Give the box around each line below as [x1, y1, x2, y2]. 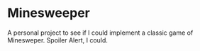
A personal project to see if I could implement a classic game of [7, 28, 194, 37]
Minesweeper [7, 5, 90, 21]
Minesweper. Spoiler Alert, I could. [7, 35, 109, 44]
